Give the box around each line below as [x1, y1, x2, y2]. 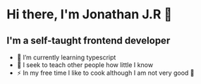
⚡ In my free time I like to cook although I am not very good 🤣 [16, 68, 195, 77]
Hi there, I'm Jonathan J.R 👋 [6, 6, 173, 23]
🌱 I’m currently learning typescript [16, 53, 116, 61]
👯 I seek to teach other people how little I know [16, 61, 153, 69]
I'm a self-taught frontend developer [6, 35, 171, 47]
